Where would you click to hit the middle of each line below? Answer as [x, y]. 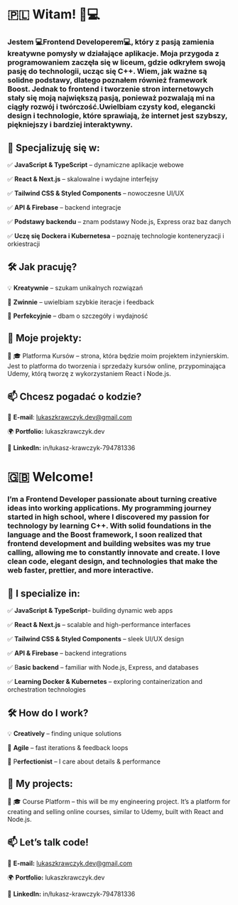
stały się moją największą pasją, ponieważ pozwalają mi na [111, 98]
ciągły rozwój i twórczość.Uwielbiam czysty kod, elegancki [111, 107]
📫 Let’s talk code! [48, 843]
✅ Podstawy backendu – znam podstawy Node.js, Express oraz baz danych [119, 221]
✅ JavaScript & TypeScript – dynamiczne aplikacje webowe [96, 164]
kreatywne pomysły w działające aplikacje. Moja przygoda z [113, 53]
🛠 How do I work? [48, 713]
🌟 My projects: [40, 784]
